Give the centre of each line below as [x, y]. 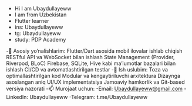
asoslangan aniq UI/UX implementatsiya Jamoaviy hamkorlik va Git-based [95, 82]
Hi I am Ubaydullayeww [43, 8]
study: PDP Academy [40, 40]
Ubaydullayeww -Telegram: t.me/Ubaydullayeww [88, 97]
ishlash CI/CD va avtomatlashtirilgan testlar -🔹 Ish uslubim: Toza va [87, 69]
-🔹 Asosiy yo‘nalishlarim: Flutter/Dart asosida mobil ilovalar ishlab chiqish [95, 51]
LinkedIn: [17, 97]
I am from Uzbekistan [41, 15]
